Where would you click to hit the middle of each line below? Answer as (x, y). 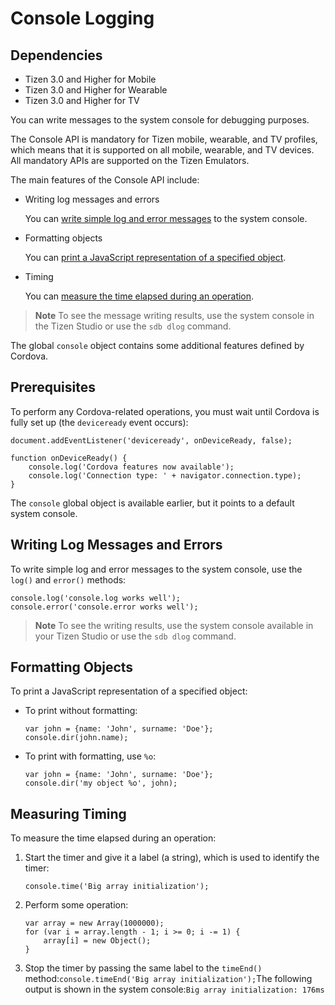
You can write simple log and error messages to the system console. (166, 218)
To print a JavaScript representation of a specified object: (129, 691)
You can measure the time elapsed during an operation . (139, 296)
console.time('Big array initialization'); (117, 887)
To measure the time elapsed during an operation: (113, 838)
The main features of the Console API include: (105, 180)
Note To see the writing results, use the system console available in (174, 625)
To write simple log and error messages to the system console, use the (156, 569)
